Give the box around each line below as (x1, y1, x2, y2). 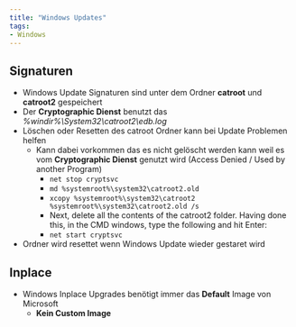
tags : (9, 22, 30, 31)
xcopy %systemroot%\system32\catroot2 (49, 195, 196, 204)
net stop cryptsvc (49, 175, 119, 185)
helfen (22, 135, 47, 146)
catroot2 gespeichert (22, 96, 103, 108)
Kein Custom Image (35, 308, 111, 318)
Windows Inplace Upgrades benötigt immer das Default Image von (22, 289, 272, 299)
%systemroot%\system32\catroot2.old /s (49, 202, 200, 212)
